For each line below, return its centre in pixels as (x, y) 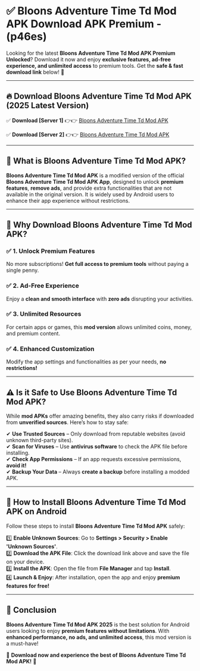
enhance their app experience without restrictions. (68, 200)
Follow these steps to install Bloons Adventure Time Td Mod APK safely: (96, 526)
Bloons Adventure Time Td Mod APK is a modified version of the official (95, 175)
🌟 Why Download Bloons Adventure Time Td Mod (99, 225)
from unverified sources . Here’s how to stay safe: (68, 422)
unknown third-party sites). (40, 440)
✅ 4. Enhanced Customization (50, 349)
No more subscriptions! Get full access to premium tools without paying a (97, 264)
